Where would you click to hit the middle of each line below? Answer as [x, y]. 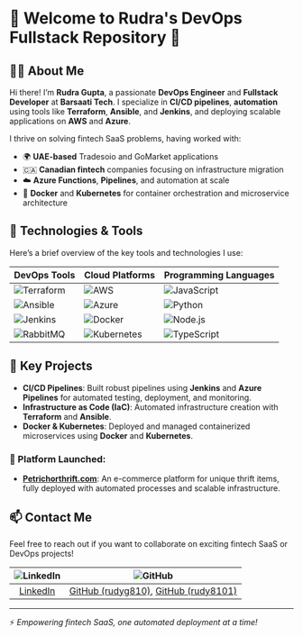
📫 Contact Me [51, 518]
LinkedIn [37, 591]
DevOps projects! [41, 553]
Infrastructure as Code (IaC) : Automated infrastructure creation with [150, 407]
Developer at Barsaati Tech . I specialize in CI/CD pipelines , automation [143, 102]
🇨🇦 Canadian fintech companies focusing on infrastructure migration [153, 169]
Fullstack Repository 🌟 [95, 37]
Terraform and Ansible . [67, 416]
